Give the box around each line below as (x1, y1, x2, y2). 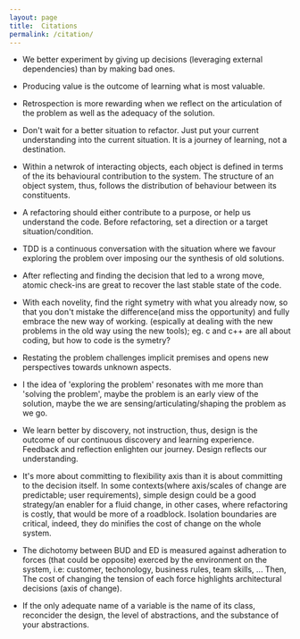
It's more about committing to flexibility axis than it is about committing (21, 471, 283, 482)
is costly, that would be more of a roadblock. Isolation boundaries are (21, 509, 278, 519)
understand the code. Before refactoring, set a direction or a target (21, 216, 269, 228)
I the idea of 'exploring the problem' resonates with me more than (21, 379, 263, 390)
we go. (21, 408, 48, 418)
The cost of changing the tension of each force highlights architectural (21, 574, 283, 584)
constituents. (21, 189, 71, 201)
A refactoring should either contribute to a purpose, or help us (21, 207, 252, 218)
